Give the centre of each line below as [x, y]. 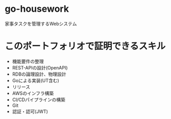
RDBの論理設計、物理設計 [39, 74]
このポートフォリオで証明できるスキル [85, 46]
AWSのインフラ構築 [33, 93]
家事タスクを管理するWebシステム [41, 23]
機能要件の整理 [28, 61]
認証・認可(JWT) [30, 111]
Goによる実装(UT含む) [35, 80]
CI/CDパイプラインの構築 [39, 100]
